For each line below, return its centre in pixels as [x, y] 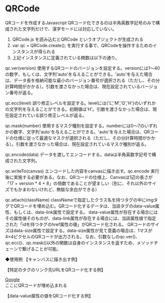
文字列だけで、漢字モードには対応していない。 [69, 29]
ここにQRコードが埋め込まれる [36, 285]
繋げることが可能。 [41, 249]
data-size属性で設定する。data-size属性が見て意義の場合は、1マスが [83, 230]
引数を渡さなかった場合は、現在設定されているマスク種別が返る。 [82, 144]
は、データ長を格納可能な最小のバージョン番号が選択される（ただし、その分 [82, 80]
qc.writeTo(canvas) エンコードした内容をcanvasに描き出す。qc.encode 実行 [82, 171]
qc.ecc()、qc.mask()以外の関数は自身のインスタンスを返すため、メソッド [80, 243]
